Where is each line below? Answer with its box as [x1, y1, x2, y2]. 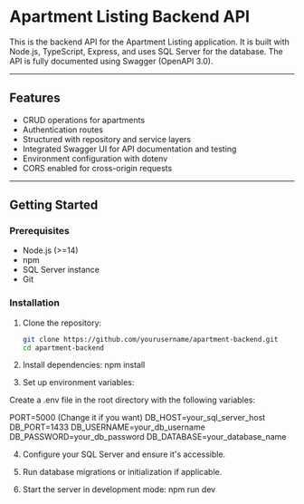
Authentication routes [22, 124, 104, 135]
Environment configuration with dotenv [22, 152, 168, 164]
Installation [9, 296, 61, 309]
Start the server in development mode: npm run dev [22, 484, 216, 495]
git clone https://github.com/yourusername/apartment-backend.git [22, 334, 279, 344]
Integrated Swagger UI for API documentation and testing [22, 143, 237, 154]
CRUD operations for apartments [22, 114, 146, 125]
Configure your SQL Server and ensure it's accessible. [22, 449, 226, 460]
